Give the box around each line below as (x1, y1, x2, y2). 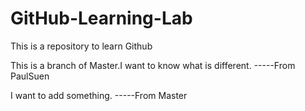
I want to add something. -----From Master (10, 89, 188, 101)
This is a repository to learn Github (10, 40, 153, 52)
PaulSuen (10, 70, 50, 82)
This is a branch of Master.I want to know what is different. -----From (10, 59, 296, 71)
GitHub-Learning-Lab (10, 7, 193, 30)
